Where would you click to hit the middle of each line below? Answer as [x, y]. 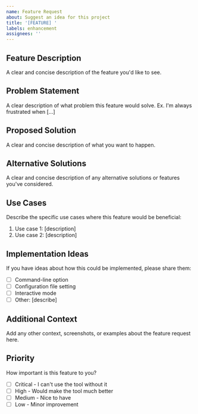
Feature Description [44, 58]
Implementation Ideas [48, 254]
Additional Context [42, 319]
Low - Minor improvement [46, 404]
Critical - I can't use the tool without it [61, 384]
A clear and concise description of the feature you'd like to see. [84, 72]
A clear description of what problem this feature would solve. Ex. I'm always [99, 105]
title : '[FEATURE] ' [32, 23]
